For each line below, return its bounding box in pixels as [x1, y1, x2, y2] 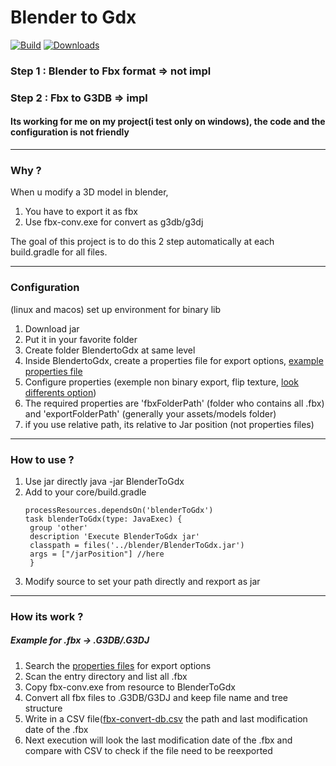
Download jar [24, 322, 80, 335]
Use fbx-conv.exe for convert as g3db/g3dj [24, 216, 204, 228]
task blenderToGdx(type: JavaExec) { [24, 514, 183, 524]
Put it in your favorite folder [24, 333, 138, 345]
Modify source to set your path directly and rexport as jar [24, 575, 261, 587]
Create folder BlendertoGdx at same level [24, 344, 196, 356]
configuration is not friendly [10, 126, 130, 138]
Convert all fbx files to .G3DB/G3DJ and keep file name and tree [24, 691, 289, 703]
